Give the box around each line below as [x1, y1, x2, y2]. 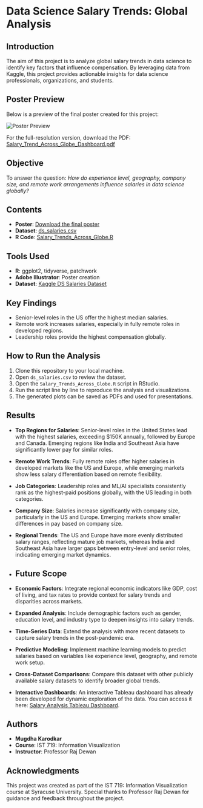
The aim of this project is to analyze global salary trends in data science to [6, 58, 192, 64]
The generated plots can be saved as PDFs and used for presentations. [15, 393, 193, 400]
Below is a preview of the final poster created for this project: [6, 110, 159, 118]
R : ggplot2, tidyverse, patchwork [15, 267, 97, 274]
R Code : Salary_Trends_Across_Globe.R [15, 234, 114, 241]
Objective [6, 158, 44, 168]
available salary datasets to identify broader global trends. [15, 677, 161, 684]
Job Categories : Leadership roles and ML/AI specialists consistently [15, 482, 186, 489]
